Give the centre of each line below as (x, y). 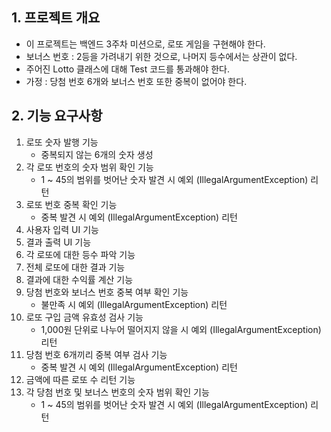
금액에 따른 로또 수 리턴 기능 (80, 379)
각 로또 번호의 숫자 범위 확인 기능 (89, 167)
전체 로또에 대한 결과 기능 (75, 267)
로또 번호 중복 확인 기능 (71, 204)
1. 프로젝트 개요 (56, 18)
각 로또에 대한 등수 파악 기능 (80, 254)
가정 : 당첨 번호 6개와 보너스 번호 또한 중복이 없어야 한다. (136, 81)
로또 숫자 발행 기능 (62, 142)
